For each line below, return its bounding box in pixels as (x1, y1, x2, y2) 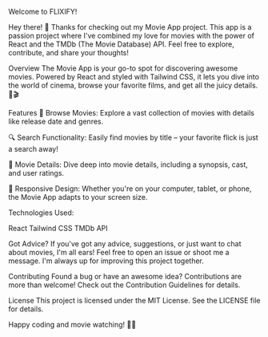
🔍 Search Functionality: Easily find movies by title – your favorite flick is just (8, 132, 258, 142)
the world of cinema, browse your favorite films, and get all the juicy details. (8, 80, 258, 90)
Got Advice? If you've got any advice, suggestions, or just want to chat (8, 239, 242, 248)
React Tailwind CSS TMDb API (8, 224, 108, 233)
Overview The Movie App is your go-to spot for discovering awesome (8, 63, 238, 73)
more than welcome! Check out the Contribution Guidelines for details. (8, 280, 241, 290)
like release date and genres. (8, 116, 104, 126)
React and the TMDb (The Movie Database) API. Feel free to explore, (8, 39, 234, 49)
